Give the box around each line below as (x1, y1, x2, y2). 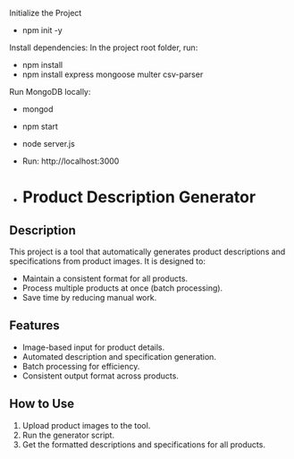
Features (9, 318, 60, 334)
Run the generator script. (21, 429, 114, 440)
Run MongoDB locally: (9, 87, 91, 97)
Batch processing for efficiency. (21, 361, 140, 371)
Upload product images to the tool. (21, 420, 151, 430)
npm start (21, 121, 58, 132)
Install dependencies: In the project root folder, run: (9, 42, 198, 53)
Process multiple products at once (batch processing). (21, 283, 223, 293)
